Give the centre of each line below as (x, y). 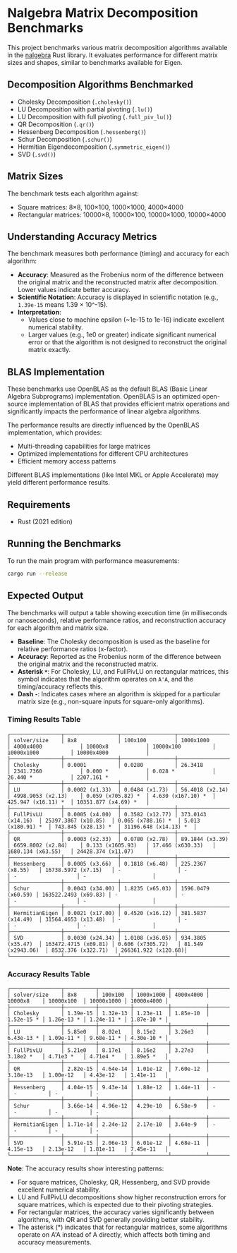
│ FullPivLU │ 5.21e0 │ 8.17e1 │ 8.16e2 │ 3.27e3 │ (109, 1051)
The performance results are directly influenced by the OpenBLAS (103, 425)
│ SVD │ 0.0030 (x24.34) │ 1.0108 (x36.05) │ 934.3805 (107, 938)
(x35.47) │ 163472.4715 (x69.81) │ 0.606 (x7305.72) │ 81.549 (105, 944)
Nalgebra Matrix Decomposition (103, 13)
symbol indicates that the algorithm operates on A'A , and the (105, 679)
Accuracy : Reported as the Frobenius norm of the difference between (119, 656)
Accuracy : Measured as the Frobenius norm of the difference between (121, 275)
